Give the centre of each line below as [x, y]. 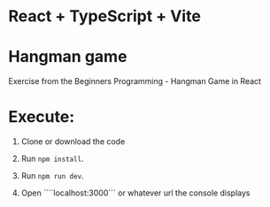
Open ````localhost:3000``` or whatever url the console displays [135, 193]
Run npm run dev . [53, 176]
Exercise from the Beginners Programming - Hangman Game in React [135, 81]
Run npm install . [53, 159]
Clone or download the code [73, 142]
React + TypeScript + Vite [104, 16]
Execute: [42, 117]
